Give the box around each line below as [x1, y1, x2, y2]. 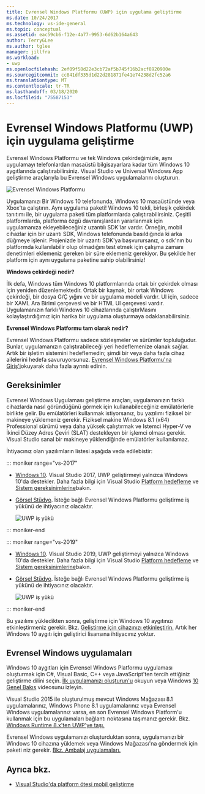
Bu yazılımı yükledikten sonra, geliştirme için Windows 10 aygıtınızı [6, 617, 174, 624]
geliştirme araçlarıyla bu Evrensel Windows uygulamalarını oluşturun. [6, 174, 181, 181]
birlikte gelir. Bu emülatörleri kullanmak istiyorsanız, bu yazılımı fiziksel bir [6, 409, 192, 417]
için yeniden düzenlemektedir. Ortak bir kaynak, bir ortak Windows [6, 286, 174, 294]
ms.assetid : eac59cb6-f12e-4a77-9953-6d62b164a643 [6, 32, 138, 38]
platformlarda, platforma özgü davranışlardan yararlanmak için [6, 217, 163, 224]
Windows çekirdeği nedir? [6, 268, 75, 275]
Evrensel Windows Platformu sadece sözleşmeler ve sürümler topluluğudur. [6, 336, 197, 343]
